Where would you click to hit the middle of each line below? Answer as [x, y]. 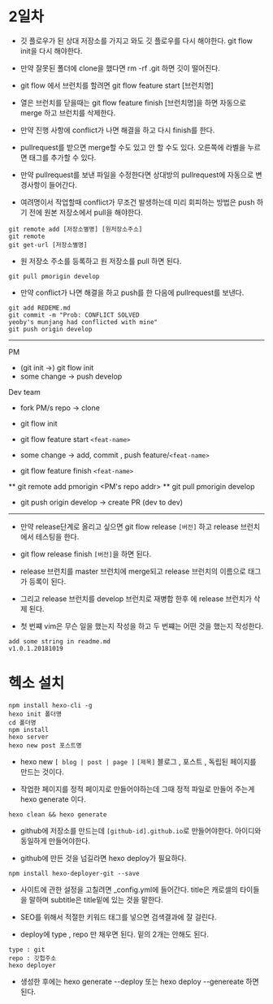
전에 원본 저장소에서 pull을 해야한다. [86, 212]
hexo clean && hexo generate [58, 814]
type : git [27, 950]
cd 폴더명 [22, 723]
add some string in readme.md [60, 641]
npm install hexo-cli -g [50, 705]
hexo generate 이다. [53, 799]
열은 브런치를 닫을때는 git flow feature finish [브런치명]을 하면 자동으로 [133, 102]
